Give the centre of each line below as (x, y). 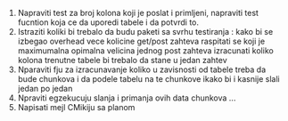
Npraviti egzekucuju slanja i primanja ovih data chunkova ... (127, 98)
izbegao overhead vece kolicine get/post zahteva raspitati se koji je (141, 41)
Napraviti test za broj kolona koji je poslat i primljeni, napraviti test (138, 13)
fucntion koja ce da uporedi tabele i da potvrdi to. (108, 22)
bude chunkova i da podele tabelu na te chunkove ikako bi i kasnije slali (148, 79)
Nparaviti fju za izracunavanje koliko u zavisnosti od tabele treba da (142, 69)
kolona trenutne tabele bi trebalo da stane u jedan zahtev (122, 60)
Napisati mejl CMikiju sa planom (76, 107)
